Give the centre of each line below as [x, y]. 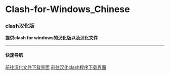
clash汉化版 [20, 26]
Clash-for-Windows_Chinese [68, 9]
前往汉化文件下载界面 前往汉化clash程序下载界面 [56, 67]
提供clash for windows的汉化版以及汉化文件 [52, 38]
